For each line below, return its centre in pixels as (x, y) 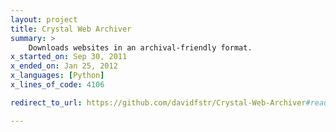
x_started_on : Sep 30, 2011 (69, 57)
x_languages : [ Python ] (57, 76)
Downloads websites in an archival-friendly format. (140, 47)
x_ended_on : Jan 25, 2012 (64, 66)
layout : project (44, 19)
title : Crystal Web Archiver (71, 29)
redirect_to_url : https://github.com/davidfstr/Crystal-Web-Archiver (158, 102)
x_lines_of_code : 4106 (57, 85)
